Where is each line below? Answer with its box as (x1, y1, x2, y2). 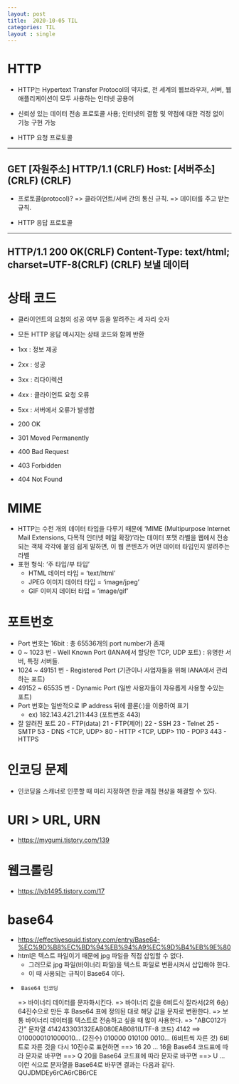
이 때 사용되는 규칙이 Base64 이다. (28, 969, 125, 977)
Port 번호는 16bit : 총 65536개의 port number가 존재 (17, 639, 165, 648)
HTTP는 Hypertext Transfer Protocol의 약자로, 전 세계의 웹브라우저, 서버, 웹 (17, 85, 232, 94)
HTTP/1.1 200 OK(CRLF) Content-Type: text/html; (7, 246, 230, 258)
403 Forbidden (17, 461, 62, 470)
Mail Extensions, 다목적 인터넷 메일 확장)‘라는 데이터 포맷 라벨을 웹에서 (17, 533, 216, 542)
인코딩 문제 (7, 762, 68, 778)
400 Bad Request (17, 448, 69, 456)
